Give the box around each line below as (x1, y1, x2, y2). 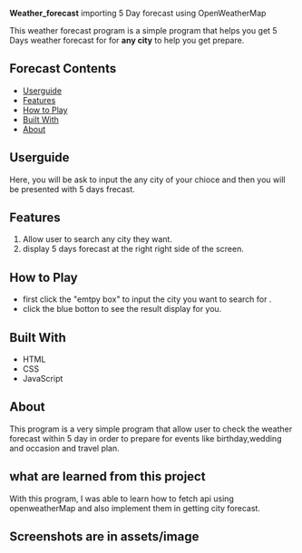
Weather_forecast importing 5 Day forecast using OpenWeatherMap (9, 8, 267, 18)
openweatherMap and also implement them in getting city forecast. (9, 502, 261, 513)
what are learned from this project (9, 469, 206, 484)
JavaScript (22, 374, 63, 384)
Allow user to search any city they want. (22, 234, 172, 245)
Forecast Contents (9, 61, 117, 76)
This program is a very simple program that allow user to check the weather (9, 423, 293, 434)
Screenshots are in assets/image (9, 529, 200, 545)
